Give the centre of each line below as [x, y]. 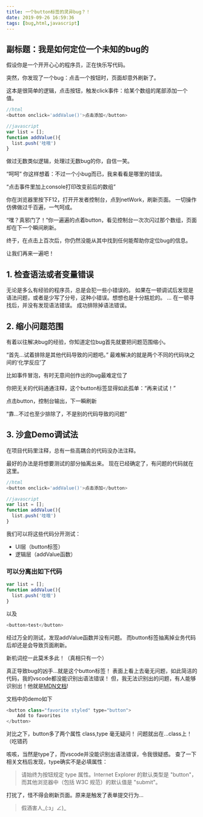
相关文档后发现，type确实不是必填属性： [57, 762]
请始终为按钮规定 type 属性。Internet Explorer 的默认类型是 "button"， [109, 775]
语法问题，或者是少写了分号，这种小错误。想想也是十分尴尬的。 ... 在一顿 [98, 298]
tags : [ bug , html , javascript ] [43, 23]
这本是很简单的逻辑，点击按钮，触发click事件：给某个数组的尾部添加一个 [97, 91]
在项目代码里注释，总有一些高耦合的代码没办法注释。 [73, 450]
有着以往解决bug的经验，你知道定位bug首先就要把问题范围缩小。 [88, 342]
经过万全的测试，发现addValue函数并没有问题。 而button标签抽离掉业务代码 [101, 637]
